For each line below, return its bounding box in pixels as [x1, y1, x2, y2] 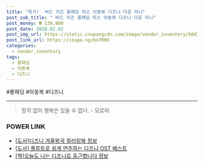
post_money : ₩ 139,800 [6, 20, 64, 26]
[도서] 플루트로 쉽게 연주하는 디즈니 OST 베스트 [15, 144, 127, 152]
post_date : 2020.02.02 [6, 25, 64, 32]
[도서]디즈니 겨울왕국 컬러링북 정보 [15, 137, 98, 144]
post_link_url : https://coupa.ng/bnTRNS [6, 37, 110, 43]
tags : [6, 54, 20, 60]
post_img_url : [6, 32, 42, 38]
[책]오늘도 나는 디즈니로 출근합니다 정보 [15, 152, 109, 160]
